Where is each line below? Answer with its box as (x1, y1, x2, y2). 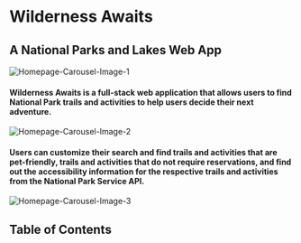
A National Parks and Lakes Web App (9, 42, 223, 58)
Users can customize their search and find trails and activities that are (9, 146, 278, 157)
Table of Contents (9, 221, 113, 237)
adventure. (9, 106, 52, 117)
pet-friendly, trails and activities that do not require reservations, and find (9, 156, 292, 167)
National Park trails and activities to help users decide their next (9, 97, 254, 107)
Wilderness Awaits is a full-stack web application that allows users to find (9, 87, 293, 98)
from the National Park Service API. (9, 175, 145, 186)
